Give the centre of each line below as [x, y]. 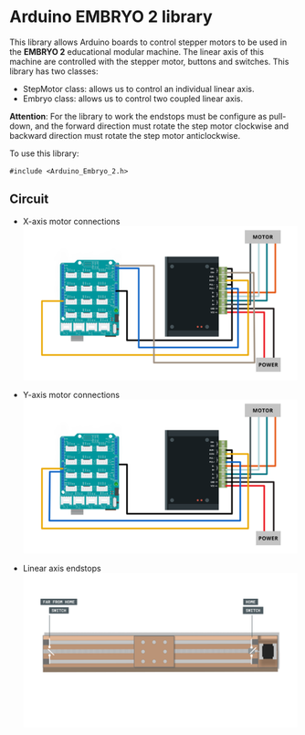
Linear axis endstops [62, 568]
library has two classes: [54, 71]
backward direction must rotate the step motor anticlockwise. [125, 135]
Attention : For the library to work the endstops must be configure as [138, 116]
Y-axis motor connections [71, 394]
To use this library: [44, 153]
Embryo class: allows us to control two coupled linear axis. [133, 99]
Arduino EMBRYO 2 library [111, 17]
